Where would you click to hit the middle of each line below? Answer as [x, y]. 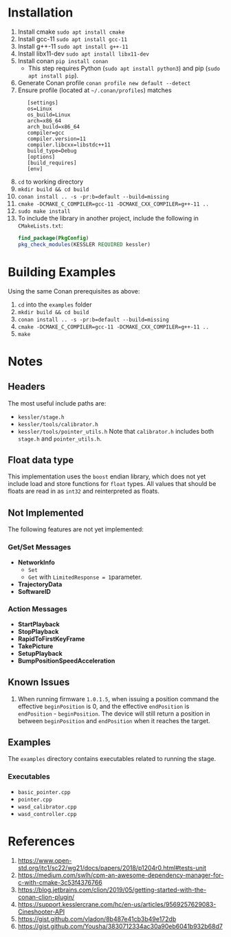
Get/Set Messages [40, 547]
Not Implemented [46, 512]
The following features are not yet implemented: [76, 529]
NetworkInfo [36, 562]
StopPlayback [38, 631]
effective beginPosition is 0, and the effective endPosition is [103, 706]
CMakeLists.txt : [41, 225]
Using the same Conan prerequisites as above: [74, 291]
